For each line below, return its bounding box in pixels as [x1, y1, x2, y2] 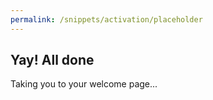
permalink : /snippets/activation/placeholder [10, 14, 203, 25]
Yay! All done [10, 52, 95, 69]
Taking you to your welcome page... [10, 78, 158, 90]
